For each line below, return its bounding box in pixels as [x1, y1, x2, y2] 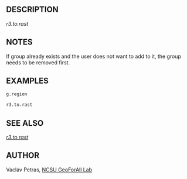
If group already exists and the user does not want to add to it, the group [6, 53, 182, 60]
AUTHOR [6, 150, 40, 160]
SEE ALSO [6, 118, 44, 128]
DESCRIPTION [6, 5, 59, 15]
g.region [6, 91, 28, 97]
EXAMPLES [6, 76, 49, 86]
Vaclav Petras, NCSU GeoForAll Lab [6, 166, 93, 173]
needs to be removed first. [6, 58, 70, 66]
